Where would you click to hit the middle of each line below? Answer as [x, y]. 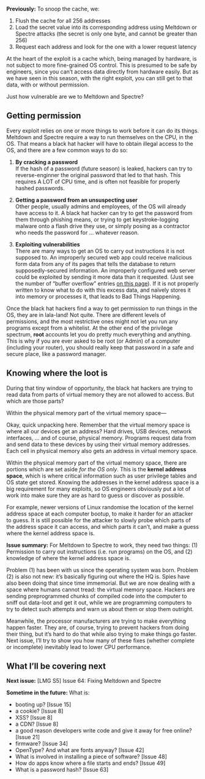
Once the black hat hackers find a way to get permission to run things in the [102, 308]
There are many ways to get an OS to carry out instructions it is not [100, 251]
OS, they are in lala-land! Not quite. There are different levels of [86, 314]
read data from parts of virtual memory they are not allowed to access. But [100, 394]
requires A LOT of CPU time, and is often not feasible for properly [98, 181]
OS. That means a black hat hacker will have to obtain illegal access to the [100, 143]
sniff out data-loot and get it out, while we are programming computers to [99, 602]
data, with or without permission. [48, 85]
